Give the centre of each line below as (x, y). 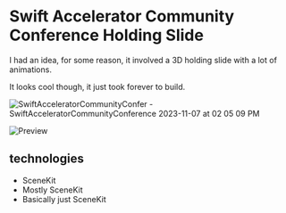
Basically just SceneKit (64, 199)
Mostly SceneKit (52, 190)
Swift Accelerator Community (122, 16)
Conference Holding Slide (106, 35)
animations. (30, 70)
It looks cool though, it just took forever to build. (97, 86)
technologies (47, 159)
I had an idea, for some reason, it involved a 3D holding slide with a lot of (143, 60)
